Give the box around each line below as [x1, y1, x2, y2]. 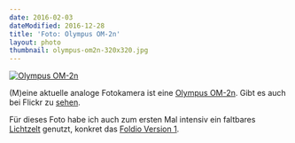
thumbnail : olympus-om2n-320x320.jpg [9, 46, 149, 55]
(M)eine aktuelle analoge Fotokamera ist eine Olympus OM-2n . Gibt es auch [9, 88, 286, 99]
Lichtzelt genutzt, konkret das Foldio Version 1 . [9, 123, 180, 134]
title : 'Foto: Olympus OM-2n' [9, 29, 121, 38]
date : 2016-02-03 [9, 12, 74, 22]
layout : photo [9, 37, 62, 47]
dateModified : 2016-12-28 [9, 21, 105, 30]
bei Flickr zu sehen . [9, 97, 82, 107]
